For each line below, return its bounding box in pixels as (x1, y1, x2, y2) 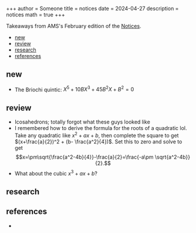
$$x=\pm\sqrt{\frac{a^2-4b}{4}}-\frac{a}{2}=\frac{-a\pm (15, 153, 154, 160)
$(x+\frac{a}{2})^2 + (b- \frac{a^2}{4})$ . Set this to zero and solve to (14, 138, 183, 145)
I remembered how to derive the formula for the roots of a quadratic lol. (14, 125, 187, 132)
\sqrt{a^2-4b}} (154, 153, 191, 160)
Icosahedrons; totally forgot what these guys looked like (14, 118, 151, 125)
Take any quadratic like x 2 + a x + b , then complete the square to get (14, 131, 179, 139)
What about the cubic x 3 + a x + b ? (14, 169, 98, 177)
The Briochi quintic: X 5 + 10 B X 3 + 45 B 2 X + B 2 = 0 (14, 85, 134, 93)
